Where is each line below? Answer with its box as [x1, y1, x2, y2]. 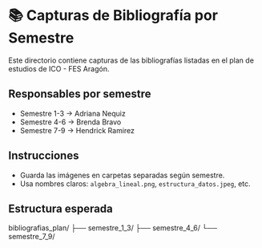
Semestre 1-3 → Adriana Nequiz [19, 108, 126, 118]
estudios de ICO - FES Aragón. [8, 63, 110, 73]
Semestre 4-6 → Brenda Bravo [19, 117, 122, 127]
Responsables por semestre [8, 87, 151, 101]
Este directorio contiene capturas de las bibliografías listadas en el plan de [8, 55, 255, 65]
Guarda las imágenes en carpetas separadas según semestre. [19, 170, 225, 180]
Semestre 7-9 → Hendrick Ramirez [19, 125, 135, 135]
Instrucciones [8, 149, 79, 163]
